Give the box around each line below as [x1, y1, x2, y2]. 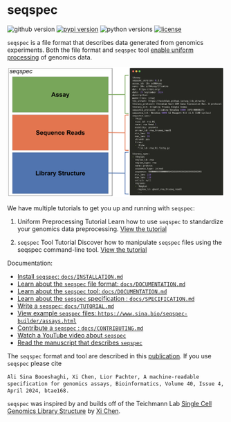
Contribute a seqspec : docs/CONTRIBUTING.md [17, 324, 144, 332]
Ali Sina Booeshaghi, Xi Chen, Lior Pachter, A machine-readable [7, 373, 199, 380]
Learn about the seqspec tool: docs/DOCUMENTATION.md [17, 286, 167, 295]
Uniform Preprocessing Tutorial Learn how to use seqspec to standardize [17, 217, 223, 226]
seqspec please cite [7, 359, 62, 367]
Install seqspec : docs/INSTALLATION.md [17, 272, 123, 280]
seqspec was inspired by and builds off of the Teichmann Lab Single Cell [7, 399, 212, 407]
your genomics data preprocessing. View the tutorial [17, 224, 167, 233]
